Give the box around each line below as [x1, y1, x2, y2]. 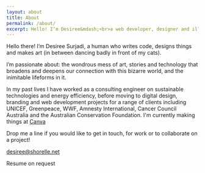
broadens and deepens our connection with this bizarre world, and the [6, 68, 184, 75]
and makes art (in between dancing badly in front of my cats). [6, 49, 162, 57]
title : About [6, 15, 40, 21]
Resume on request [6, 160, 56, 168]
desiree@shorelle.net [6, 148, 60, 155]
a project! [6, 136, 31, 144]
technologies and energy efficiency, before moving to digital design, [6, 92, 178, 99]
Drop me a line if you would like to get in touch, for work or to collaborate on [6, 130, 198, 137]
